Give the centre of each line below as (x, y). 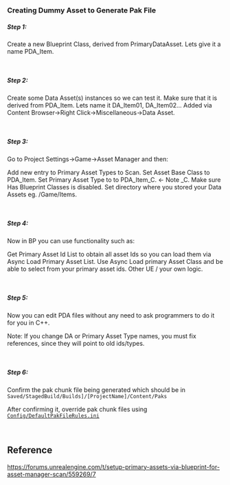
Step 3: (18, 142)
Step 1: (17, 27)
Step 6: (18, 372)
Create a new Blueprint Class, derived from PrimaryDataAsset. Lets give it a (114, 44)
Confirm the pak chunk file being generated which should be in (96, 390)
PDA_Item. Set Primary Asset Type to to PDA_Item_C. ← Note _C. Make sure (114, 179)
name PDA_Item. (31, 51)
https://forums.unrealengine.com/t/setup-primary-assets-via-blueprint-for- (114, 466)
